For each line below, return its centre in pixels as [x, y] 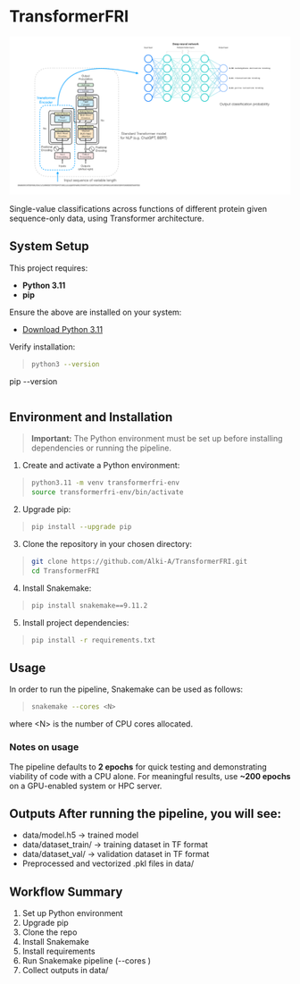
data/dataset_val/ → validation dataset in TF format [116, 854]
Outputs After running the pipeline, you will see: [146, 814]
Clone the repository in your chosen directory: [107, 544]
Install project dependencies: [75, 622]
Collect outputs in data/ [65, 971]
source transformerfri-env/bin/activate [107, 492]
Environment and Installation [91, 417]
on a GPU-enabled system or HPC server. [86, 786]
